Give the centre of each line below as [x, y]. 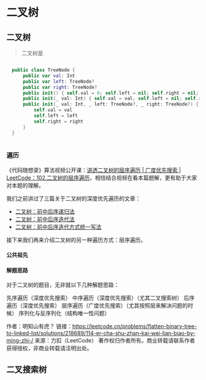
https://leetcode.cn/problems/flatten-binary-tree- [135, 327]
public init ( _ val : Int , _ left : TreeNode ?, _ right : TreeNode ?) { [111, 104]
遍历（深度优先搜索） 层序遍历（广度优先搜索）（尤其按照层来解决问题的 [97, 306]
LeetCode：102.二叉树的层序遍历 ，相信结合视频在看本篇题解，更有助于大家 [102, 177]
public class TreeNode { [44, 70]
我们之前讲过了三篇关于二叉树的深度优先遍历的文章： [74, 198]
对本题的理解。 [25, 185]
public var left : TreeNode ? [59, 81]
